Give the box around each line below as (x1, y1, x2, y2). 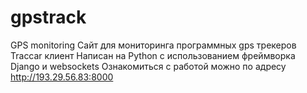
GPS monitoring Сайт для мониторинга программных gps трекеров (10, 39, 297, 51)
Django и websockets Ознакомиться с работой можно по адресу (10, 60, 287, 72)
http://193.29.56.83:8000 (10, 71, 114, 83)
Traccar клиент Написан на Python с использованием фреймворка (10, 49, 296, 61)
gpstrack (10, 6, 87, 29)
